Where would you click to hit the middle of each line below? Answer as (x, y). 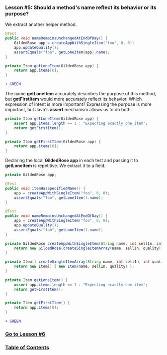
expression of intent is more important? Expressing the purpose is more (78, 104)
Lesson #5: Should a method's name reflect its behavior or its (81, 7)
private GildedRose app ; (31, 175)
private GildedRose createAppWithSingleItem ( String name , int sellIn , (80, 243)
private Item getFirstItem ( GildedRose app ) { (53, 142)
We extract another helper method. (41, 24)
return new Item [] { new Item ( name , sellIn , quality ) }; (74, 266)
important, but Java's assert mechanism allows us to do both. (69, 110)
